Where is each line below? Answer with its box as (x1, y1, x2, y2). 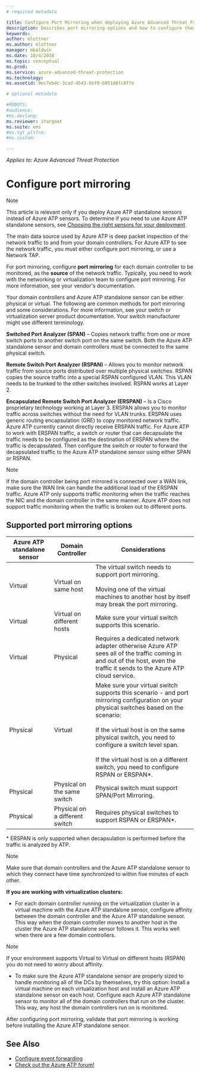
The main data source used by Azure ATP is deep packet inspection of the (6, 233, 189, 240)
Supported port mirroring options (6, 520, 133, 530)
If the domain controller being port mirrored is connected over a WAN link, (6, 478, 188, 485)
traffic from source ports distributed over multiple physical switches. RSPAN (6, 367, 193, 375)
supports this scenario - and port (95, 688, 189, 697)
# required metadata (6, 8, 58, 15)
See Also (6, 1039, 40, 1049)
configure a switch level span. (95, 740, 179, 749)
